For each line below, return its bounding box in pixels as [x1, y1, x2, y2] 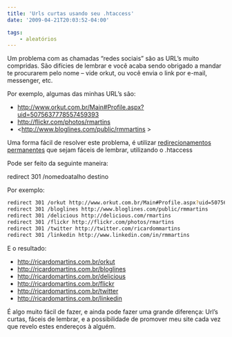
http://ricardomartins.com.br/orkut [17, 257, 115, 266]
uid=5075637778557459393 [17, 110, 99, 119]
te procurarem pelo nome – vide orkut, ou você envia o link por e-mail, [7, 69, 207, 77]
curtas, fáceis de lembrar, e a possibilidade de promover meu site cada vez [7, 315, 221, 323]
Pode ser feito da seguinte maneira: [7, 160, 108, 168]
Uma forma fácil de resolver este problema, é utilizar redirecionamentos [7, 139, 212, 147]
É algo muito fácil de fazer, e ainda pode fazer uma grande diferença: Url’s [7, 307, 219, 316]
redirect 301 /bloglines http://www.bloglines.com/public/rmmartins [7, 206, 209, 213]
